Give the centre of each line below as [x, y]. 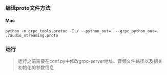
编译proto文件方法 [28, 8]
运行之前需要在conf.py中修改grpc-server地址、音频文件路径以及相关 [90, 61]
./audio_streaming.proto [32, 36]
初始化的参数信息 [36, 67]
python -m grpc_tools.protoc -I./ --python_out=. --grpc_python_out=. [82, 31]
